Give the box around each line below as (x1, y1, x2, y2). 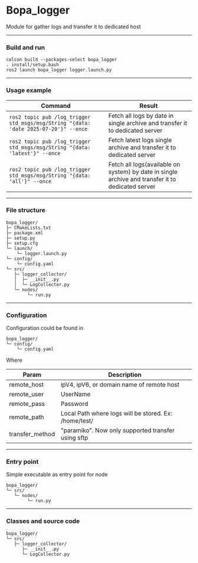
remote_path (9, 413, 44, 421)
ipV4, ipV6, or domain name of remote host (61, 381, 180, 389)
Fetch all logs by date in (108, 112, 174, 120)
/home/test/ (61, 417, 93, 425)
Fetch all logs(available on (108, 160, 181, 168)
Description (108, 371, 142, 379)
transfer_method (9, 430, 55, 438)
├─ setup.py (6, 235, 35, 241)
